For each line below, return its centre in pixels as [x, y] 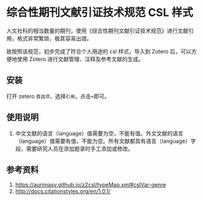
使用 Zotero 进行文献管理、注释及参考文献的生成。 [80, 59]
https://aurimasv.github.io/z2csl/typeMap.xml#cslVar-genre [90, 185]
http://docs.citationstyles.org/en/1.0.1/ [63, 191]
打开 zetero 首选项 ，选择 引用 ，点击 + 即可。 [58, 96]
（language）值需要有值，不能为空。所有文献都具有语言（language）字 [105, 141]
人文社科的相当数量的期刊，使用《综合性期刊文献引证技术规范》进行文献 [97, 31]
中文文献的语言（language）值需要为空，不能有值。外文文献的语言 [99, 133]
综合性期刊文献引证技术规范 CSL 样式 [100, 13]
